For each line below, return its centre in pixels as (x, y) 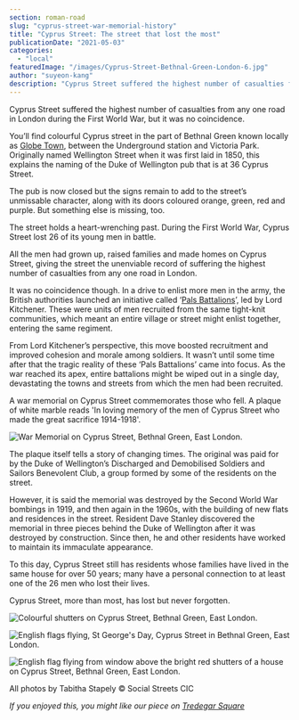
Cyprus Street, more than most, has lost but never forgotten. (120, 600)
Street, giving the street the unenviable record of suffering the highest (137, 263)
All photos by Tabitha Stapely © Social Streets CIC (101, 688)
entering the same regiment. (61, 328)
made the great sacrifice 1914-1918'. (75, 419)
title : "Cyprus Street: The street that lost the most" (115, 34)
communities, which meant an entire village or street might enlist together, (145, 318)
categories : (31, 51)
